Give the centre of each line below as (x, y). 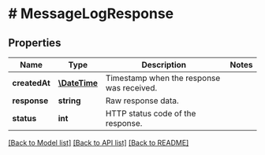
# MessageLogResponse (91, 14)
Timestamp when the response (163, 78)
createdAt (32, 83)
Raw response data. (142, 101)
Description (164, 65)
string (69, 101)
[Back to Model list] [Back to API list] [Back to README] (99, 143)
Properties (35, 43)
